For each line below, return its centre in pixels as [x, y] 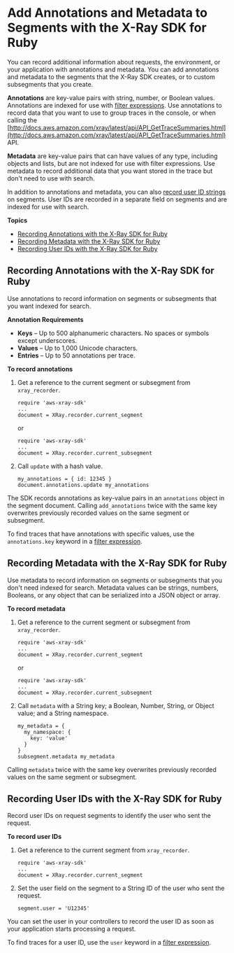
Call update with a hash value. [60, 466]
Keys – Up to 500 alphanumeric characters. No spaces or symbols [113, 333]
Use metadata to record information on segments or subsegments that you [115, 580]
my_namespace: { [47, 732]
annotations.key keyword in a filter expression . [75, 541]
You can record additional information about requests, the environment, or [114, 62]
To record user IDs [34, 837]
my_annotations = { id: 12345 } [64, 479]
